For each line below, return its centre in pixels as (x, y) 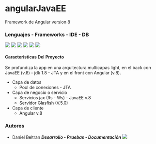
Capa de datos (27, 82)
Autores (15, 126)
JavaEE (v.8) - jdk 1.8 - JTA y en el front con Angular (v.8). (63, 73)
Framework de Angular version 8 (38, 22)
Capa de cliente (28, 108)
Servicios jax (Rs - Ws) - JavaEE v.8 (55, 98)
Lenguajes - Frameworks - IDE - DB (47, 35)
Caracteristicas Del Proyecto (35, 57)
